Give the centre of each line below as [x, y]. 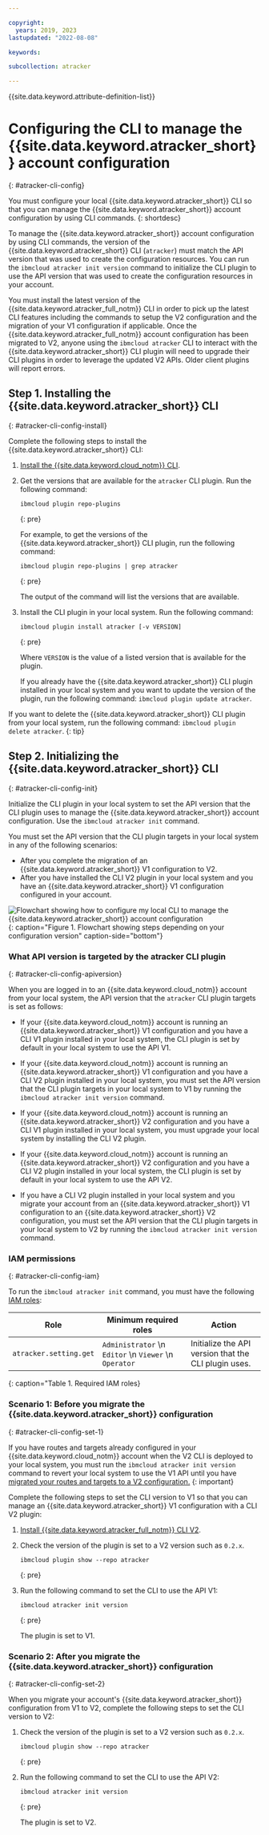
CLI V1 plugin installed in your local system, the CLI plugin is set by [130, 1039]
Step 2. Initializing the [64, 757]
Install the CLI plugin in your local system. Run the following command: [137, 612]
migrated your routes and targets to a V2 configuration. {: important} [121, 1481]
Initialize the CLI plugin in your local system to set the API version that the [129, 804]
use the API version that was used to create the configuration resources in [131, 276]
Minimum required [143, 1320]
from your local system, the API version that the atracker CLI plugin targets [132, 998]
